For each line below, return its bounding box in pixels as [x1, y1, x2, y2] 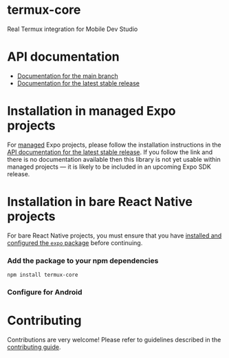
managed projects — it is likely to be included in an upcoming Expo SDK [7, 162, 211, 171]
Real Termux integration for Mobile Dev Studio [7, 25, 138, 33]
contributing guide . [7, 343, 61, 351]
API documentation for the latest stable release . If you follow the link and [7, 147, 213, 156]
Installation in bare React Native [7, 194, 193, 209]
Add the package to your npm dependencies [7, 255, 159, 265]
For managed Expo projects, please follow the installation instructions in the [7, 140, 221, 149]
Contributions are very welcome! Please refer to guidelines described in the [7, 335, 221, 344]
